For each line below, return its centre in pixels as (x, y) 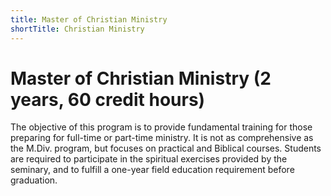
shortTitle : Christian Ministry (77, 29)
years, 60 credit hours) (108, 99)
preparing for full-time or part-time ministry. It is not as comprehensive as (162, 138)
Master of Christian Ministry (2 (141, 78)
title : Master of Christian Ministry (89, 19)
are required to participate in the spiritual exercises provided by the (149, 159)
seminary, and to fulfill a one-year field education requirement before (152, 170)
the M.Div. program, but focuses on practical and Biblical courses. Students (166, 148)
